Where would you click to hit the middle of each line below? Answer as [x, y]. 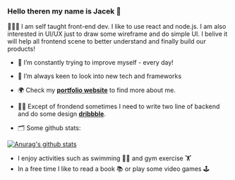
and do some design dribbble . [61, 114]
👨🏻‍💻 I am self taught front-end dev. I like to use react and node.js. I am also [117, 27]
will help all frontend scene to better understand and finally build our [107, 41]
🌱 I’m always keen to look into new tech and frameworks [100, 76]
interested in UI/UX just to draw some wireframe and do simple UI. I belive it [117, 34]
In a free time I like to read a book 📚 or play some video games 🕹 [113, 169]
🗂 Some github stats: [49, 128]
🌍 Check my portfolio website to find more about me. [97, 90]
